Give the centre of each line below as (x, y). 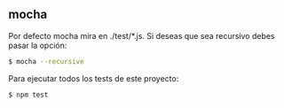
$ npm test (28, 95)
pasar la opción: (38, 45)
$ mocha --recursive (47, 61)
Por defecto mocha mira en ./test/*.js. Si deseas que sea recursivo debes (142, 35)
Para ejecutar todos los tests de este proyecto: (94, 78)
